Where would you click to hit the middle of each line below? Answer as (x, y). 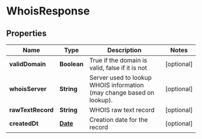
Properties (26, 33)
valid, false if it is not (118, 68)
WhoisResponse (48, 11)
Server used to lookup (121, 78)
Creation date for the (119, 120)
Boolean (72, 64)
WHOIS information (117, 85)
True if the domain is (118, 60)
